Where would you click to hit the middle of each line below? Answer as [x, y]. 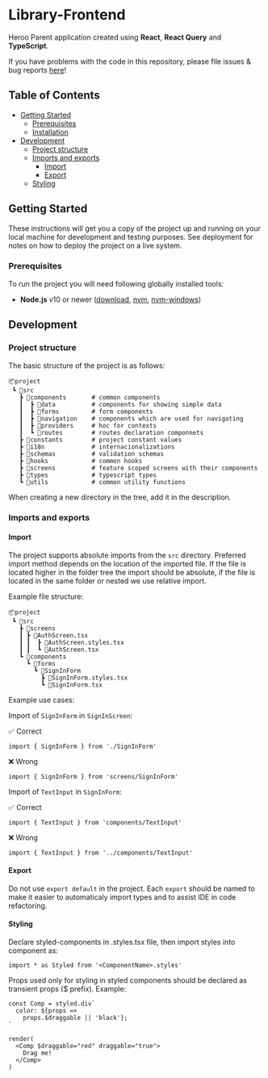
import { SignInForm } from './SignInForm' [83, 746]
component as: [33, 951]
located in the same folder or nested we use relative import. [108, 581]
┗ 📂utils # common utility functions [102, 482]
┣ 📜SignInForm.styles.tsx [84, 678]
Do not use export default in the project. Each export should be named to [132, 888]
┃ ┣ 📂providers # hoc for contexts [88, 425]
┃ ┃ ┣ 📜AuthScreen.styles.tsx [72, 642]
